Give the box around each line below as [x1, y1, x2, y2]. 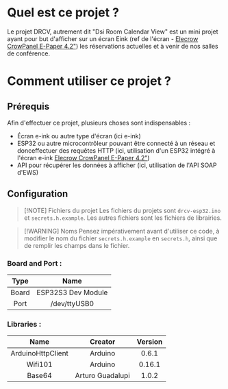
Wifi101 [26, 360, 53, 369]
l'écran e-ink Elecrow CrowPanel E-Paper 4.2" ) [16, 153, 150, 162]
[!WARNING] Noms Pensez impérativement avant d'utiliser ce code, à [23, 227, 220, 235]
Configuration [7, 188, 68, 200]
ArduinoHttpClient [10, 349, 68, 358]
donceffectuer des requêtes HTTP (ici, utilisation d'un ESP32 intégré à [16, 146, 216, 155]
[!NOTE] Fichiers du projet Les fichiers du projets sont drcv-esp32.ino [23, 206, 221, 214]
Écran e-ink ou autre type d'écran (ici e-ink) [16, 131, 142, 140]
